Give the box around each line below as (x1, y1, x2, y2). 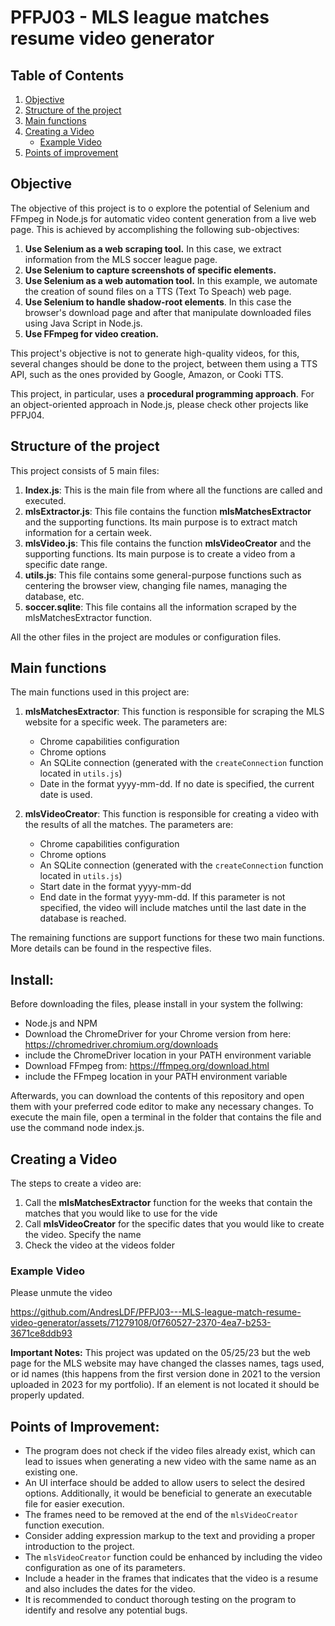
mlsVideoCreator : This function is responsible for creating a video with (24, 808, 320, 820)
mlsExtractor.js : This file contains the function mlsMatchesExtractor (24, 505, 312, 517)
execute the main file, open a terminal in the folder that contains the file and (10, 1111, 322, 1123)
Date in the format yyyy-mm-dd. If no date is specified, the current (39, 778, 315, 790)
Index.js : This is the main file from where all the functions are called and (24, 484, 323, 496)
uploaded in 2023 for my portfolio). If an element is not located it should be (10, 1379, 320, 1391)
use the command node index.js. (10, 1122, 145, 1134)
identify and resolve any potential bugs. (24, 1604, 188, 1616)
